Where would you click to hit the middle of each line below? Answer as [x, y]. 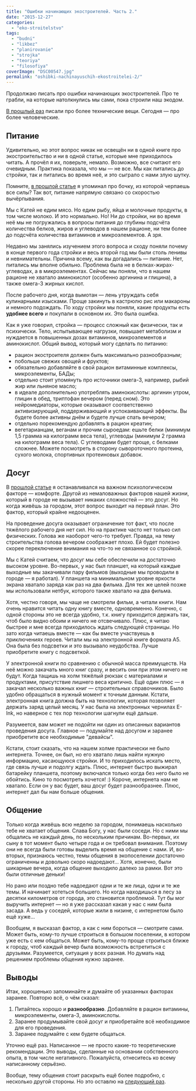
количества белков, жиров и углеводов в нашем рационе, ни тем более [97, 229]
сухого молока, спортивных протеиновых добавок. [79, 454]
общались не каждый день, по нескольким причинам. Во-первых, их [93, 837]
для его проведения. [40, 1028]
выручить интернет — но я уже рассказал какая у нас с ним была [89, 904]
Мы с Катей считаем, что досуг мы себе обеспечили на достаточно [91, 560]
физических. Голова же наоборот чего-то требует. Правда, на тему [91, 536]
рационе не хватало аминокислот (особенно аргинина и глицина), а [91, 277]
